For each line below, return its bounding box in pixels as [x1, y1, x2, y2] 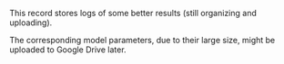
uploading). [9, 17, 53, 28]
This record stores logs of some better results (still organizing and [9, 8, 257, 18]
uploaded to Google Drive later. [9, 44, 127, 55]
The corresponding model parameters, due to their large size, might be [9, 35, 276, 45]
